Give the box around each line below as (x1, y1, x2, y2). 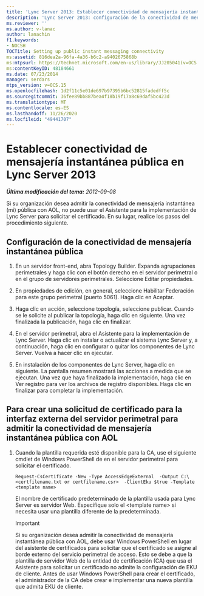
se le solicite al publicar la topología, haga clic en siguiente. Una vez (15, 312, 186, 319)
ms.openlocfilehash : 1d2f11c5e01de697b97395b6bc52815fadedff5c (6, 88, 170, 94)
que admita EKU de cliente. (15, 583, 83, 590)
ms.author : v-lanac (6, 25, 56, 32)
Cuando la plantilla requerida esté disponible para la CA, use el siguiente (15, 449, 197, 456)
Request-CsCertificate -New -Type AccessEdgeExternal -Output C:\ (15, 473, 189, 479)
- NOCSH (6, 43, 26, 49)
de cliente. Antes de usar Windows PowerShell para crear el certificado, (15, 570, 195, 577)
